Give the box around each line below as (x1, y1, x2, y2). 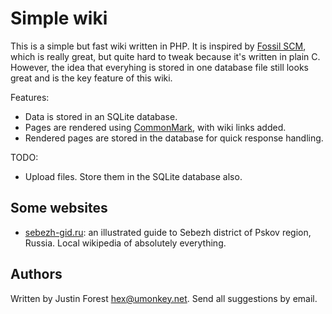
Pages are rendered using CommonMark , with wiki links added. (24, 121, 287, 133)
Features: (10, 91, 50, 103)
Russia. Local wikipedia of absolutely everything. (24, 237, 227, 249)
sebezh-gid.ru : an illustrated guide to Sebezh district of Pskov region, (24, 226, 312, 238)
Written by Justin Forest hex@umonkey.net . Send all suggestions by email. (10, 292, 318, 304)
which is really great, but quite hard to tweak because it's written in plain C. (10, 50, 321, 62)
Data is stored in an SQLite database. (24, 110, 178, 122)
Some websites (10, 200, 108, 217)
